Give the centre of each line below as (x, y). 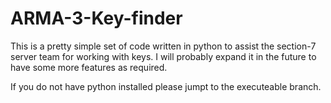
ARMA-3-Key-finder (96, 18)
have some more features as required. (89, 67)
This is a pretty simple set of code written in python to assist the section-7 (163, 46)
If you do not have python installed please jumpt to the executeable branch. (166, 86)
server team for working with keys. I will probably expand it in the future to (163, 56)
